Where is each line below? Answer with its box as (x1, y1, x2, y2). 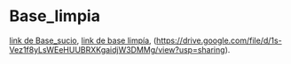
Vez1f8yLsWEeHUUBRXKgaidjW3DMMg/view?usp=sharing (9, 44, 225, 54)
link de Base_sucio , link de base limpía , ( (9, 35, 157, 46)
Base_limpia (9, 6, 100, 26)
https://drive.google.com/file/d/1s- (156, 35, 282, 46)
